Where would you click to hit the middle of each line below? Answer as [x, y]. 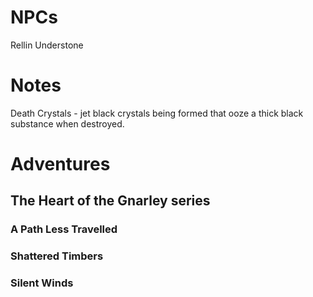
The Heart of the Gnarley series [110, 201]
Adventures [60, 164]
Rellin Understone [47, 45]
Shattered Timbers [57, 256]
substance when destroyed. [67, 123]
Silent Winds [42, 283]
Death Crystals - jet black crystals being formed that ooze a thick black [157, 113]
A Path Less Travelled [64, 229]
